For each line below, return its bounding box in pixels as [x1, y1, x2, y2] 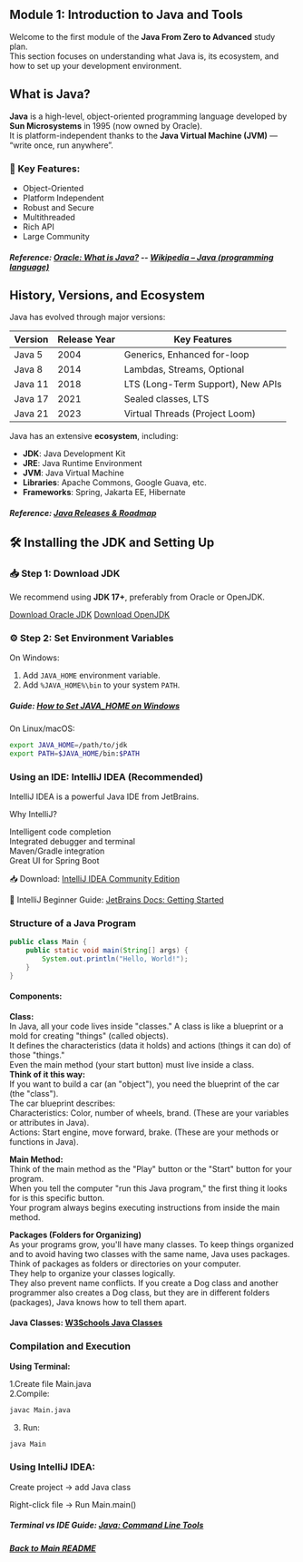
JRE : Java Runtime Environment [22, 458, 142, 469]
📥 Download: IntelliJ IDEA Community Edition [9, 873, 180, 884]
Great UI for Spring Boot [9, 854, 100, 865]
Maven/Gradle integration [9, 845, 105, 856]
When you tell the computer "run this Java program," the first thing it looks [9, 1183, 288, 1194]
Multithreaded [22, 211, 75, 222]
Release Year [57, 333, 116, 346]
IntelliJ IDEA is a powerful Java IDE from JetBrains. [9, 791, 200, 802]
